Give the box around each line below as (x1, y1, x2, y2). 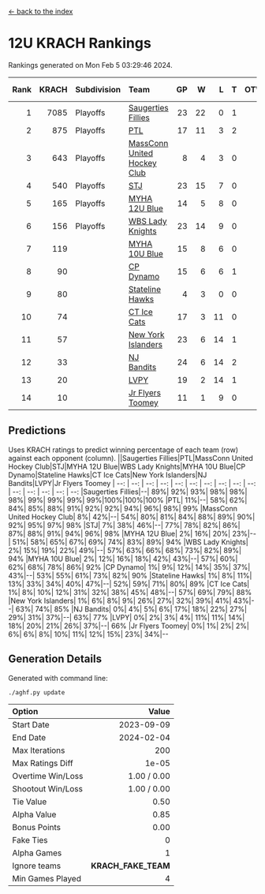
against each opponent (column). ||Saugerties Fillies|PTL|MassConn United (8, 453, 254, 462)
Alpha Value (12, 809, 57, 820)
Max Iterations (12, 745, 65, 756)
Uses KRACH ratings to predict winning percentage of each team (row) (8, 445, 239, 454)
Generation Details (8, 653, 103, 666)
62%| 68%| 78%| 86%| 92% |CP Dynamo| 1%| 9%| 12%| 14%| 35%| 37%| (8, 562, 251, 571)
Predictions (8, 424, 66, 437)
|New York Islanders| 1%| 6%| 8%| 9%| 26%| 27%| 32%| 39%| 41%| (8, 596, 232, 605)
